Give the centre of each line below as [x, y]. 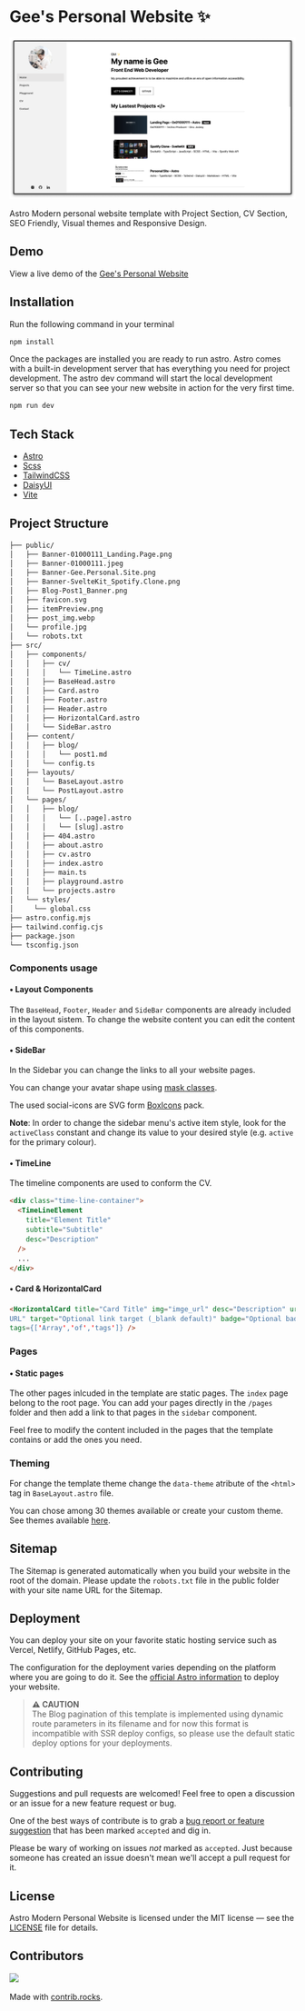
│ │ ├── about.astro [56, 845]
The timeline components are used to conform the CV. [111, 1183]
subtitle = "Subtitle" [64, 1230]
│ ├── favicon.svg [49, 600]
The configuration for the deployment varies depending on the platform [143, 1668]
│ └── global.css [50, 909]
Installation [42, 302]
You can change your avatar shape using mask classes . [113, 1088]
